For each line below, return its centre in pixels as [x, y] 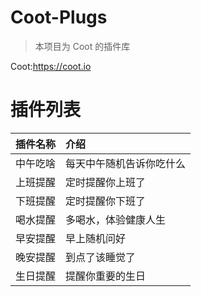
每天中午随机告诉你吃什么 [126, 163]
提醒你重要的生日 [106, 276]
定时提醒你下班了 [106, 201]
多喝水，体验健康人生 [116, 219]
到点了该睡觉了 [101, 257]
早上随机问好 [96, 238]
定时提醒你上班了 [106, 182]
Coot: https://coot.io [51, 66]
